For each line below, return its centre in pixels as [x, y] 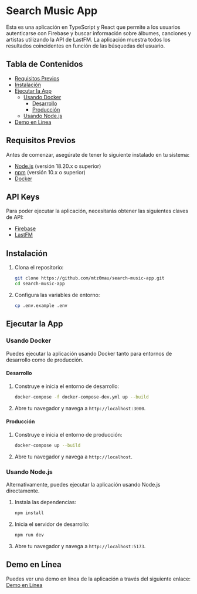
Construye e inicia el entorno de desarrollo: [67, 386]
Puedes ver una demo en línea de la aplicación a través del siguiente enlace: [98, 579]
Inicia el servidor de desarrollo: [52, 524]
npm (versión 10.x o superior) [50, 172]
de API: [15, 217]
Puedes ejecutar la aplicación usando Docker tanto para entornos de [89, 353]
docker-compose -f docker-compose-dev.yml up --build [81, 397]
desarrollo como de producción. [45, 360]
